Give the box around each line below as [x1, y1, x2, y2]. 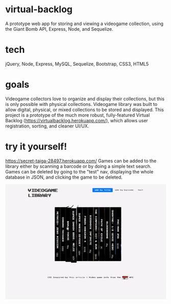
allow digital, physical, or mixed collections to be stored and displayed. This [5, 106, 164, 113]
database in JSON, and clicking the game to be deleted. [5, 174, 123, 180]
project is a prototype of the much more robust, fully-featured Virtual [5, 112, 150, 118]
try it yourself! [5, 141, 67, 152]
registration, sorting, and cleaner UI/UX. [5, 123, 89, 129]
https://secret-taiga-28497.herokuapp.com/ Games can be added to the [5, 158, 157, 164]
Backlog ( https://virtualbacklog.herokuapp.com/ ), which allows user [5, 117, 148, 123]
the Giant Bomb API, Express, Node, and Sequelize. [5, 26, 113, 32]
